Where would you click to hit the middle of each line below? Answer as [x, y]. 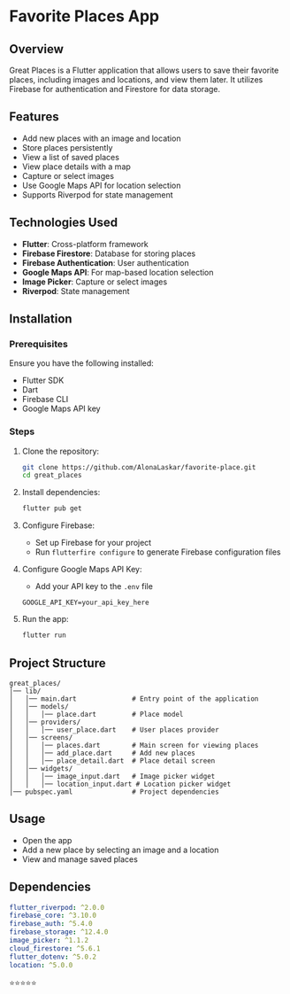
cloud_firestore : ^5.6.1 [55, 948]
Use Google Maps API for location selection [101, 185]
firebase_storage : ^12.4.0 [59, 932]
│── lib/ [25, 691]
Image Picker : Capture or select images [95, 282]
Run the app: [45, 619]
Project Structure [57, 663]
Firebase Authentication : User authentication [106, 262]
